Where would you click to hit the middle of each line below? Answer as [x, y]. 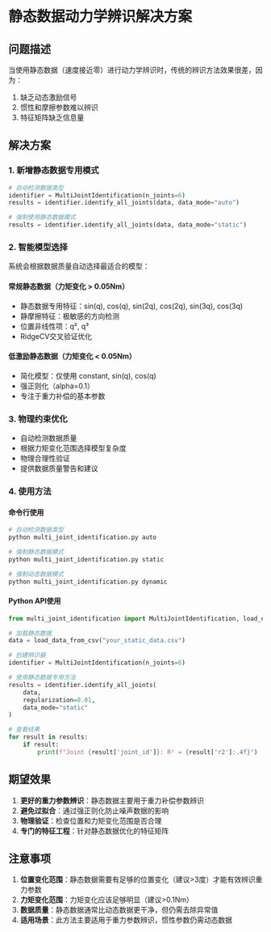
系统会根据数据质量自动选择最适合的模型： [79, 266]
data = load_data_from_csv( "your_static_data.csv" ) [97, 641]
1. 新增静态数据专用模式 [54, 171]
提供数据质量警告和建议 [59, 468]
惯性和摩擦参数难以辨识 [59, 107]
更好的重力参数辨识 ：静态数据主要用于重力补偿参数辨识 [112, 800]
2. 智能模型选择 [38, 247]
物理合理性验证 [45, 459]
